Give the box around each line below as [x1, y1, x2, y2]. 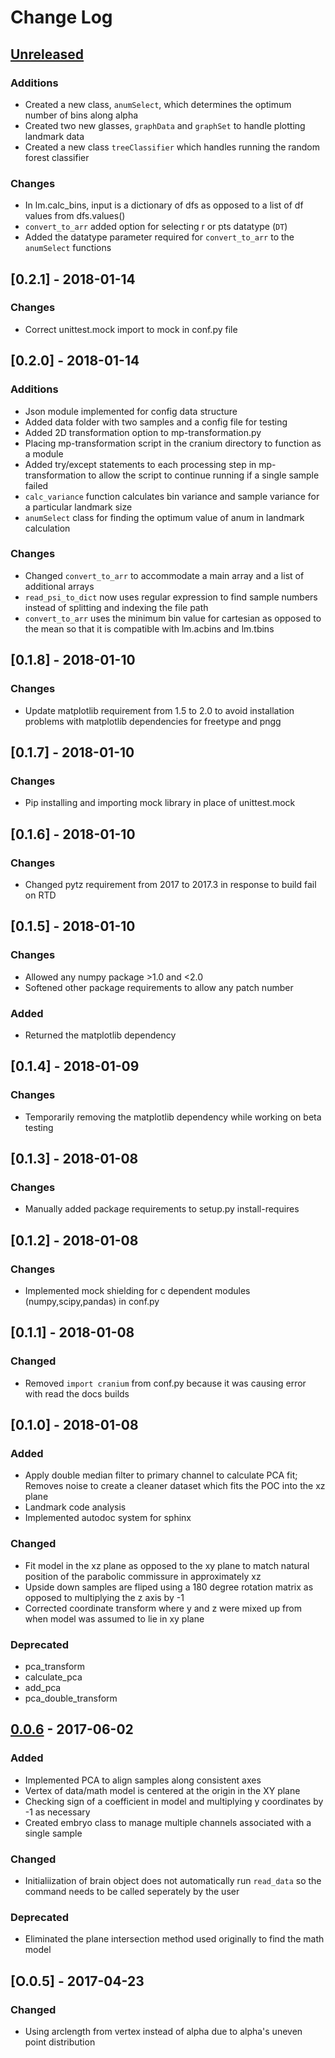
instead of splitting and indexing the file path [24, 601, 209, 613]
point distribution [24, 2036, 96, 2048]
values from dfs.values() [24, 210, 126, 222]
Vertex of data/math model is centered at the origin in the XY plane [24, 1784, 301, 1796]
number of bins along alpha [24, 109, 139, 121]
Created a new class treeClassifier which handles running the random [24, 141, 320, 153]
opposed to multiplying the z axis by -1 [24, 1591, 185, 1603]
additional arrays [24, 580, 95, 592]
